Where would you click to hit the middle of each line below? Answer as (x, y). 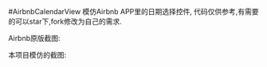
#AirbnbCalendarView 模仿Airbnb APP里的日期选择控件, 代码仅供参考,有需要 (133, 11)
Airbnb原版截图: (35, 38)
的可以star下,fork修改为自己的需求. (65, 21)
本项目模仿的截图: (37, 55)
